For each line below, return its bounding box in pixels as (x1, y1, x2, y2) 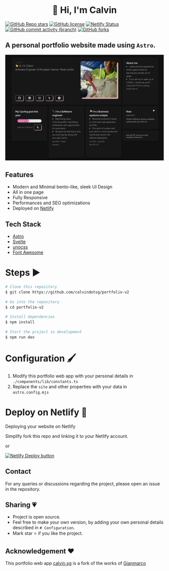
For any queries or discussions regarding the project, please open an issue (5, 481, 160, 487)
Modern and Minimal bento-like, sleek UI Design (12, 184, 113, 190)
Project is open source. (12, 514, 61, 520)
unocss (12, 244, 28, 250)
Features (5, 170, 34, 179)
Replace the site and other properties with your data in (12, 383, 127, 389)
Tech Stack (5, 220, 41, 229)
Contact (5, 467, 31, 476)
